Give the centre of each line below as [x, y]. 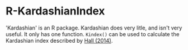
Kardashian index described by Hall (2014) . [59, 40]
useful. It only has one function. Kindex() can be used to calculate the [92, 34]
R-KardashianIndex [55, 11]
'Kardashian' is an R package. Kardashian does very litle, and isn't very [94, 28]
